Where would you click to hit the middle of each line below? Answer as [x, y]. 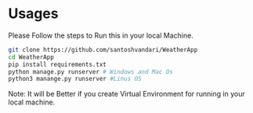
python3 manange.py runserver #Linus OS [75, 79]
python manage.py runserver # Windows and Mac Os [91, 71]
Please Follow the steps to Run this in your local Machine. [101, 35]
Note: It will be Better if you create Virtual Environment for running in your [127, 94]
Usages [33, 14]
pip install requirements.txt [58, 64]
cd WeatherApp [31, 57]
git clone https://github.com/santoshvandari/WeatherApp [103, 49]
